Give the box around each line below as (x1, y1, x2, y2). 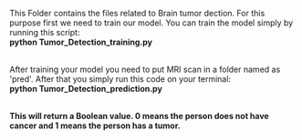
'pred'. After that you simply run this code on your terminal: (9, 74, 231, 85)
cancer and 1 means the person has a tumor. (9, 120, 181, 131)
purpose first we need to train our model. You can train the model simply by (9, 17, 294, 28)
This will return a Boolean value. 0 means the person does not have (9, 111, 269, 121)
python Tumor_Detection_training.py (9, 36, 153, 47)
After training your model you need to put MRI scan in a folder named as (9, 64, 281, 75)
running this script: (9, 27, 80, 37)
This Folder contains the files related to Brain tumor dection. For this (9, 8, 266, 18)
